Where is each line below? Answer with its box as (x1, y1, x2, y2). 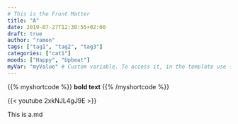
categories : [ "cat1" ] (7, 50, 72, 57)
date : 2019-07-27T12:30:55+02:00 (7, 23, 106, 30)
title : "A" (7, 17, 40, 24)
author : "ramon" (7, 37, 55, 44)
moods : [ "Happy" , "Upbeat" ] (7, 57, 91, 64)
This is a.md (7, 110, 43, 118)
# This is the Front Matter (7, 10, 91, 18)
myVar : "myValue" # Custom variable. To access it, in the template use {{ (7, 63, 236, 70)
